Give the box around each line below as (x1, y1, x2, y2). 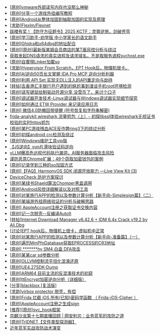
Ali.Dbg (9, 222, 25, 228)
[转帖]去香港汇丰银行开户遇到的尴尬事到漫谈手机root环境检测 (9, 83, 132, 89)
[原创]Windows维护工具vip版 (9, 138, 67, 143)
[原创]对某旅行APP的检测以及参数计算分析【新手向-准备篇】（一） (9, 234, 140, 239)
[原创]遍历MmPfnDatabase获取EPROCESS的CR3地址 (9, 240, 115, 246)
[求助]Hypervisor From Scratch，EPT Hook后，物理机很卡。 (9, 65, 130, 70)
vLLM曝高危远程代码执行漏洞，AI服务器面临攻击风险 (9, 150, 114, 155)
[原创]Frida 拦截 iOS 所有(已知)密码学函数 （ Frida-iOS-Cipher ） (9, 295, 138, 300)
